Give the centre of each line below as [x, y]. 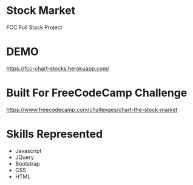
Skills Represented [55, 134]
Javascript [28, 151]
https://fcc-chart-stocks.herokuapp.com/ [58, 68]
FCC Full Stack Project [34, 27]
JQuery [25, 157]
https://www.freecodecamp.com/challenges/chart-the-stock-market [92, 109]
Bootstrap [27, 163]
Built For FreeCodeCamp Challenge [97, 93]
